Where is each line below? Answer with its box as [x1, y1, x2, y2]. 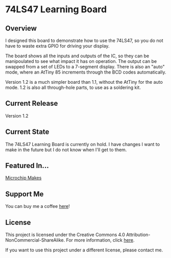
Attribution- [126, 231, 151, 238]
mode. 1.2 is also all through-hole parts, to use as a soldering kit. [5, 84, 141, 90]
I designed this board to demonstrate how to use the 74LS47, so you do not [5, 37, 163, 43]
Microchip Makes [5, 175, 42, 181]
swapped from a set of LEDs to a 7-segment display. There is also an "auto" [5, 64, 165, 69]
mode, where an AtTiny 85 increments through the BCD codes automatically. [5, 69, 166, 75]
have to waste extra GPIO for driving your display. [5, 43, 110, 49]
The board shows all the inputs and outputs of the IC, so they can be [5, 53, 150, 59]
